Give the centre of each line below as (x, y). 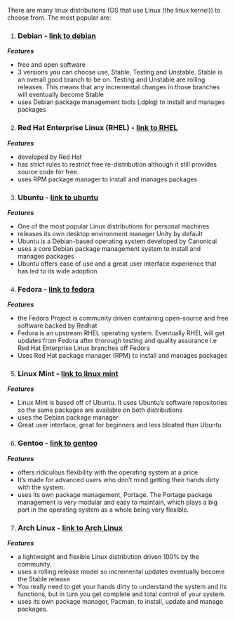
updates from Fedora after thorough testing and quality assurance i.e (117, 341)
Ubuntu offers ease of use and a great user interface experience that (117, 264)
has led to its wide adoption (57, 271)
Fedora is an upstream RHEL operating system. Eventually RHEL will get (121, 333)
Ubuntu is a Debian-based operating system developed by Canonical (117, 241)
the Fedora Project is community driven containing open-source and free (123, 318)
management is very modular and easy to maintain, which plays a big (117, 502)
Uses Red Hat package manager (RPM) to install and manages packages (122, 356)
